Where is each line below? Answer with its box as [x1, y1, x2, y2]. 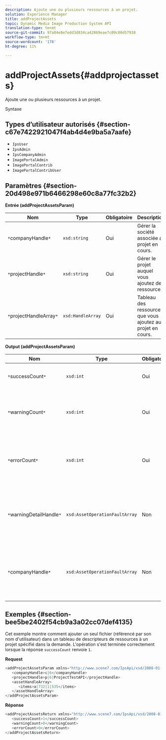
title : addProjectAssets [5, 16, 56, 21]
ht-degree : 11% [5, 44, 37, 49]
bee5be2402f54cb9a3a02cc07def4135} [5, 618, 133, 626]
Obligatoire [105, 214, 132, 221]
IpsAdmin [12, 147, 31, 152]
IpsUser [12, 142, 28, 147]
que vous [137, 312, 159, 319]
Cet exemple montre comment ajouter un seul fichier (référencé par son [5, 631, 152, 637]
